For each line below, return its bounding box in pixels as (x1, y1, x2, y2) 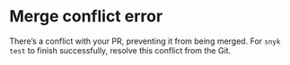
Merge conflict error (9, 6, 163, 27)
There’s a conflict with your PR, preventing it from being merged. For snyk (9, 36, 281, 46)
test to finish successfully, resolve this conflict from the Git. (9, 45, 232, 55)
